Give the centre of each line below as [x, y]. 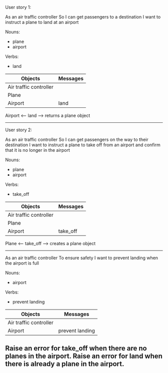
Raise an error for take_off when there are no [76, 348]
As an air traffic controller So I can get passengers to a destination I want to [83, 17]
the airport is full [22, 263]
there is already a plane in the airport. [65, 364]
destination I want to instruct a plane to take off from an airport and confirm [83, 145]
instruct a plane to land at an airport [42, 22]
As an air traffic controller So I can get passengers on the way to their [77, 140]
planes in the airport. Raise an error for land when [84, 356]
